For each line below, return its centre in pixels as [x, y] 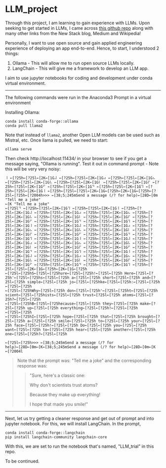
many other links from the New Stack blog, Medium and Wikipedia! [73, 33]
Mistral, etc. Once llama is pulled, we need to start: [57, 140]
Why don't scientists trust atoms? [63, 385]
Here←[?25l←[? [139, 273]
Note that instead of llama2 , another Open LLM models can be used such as [83, 135]
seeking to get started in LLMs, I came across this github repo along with [79, 28]
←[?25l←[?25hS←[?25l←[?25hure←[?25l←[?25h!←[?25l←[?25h [64, 273]
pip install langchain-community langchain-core [56, 437]
